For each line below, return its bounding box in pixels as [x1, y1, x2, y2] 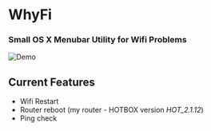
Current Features [8, 75, 96, 89]
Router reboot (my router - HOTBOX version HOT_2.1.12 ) [19, 105, 204, 115]
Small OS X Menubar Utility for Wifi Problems [8, 34, 187, 46]
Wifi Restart [19, 97, 59, 106]
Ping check [19, 113, 58, 123]
